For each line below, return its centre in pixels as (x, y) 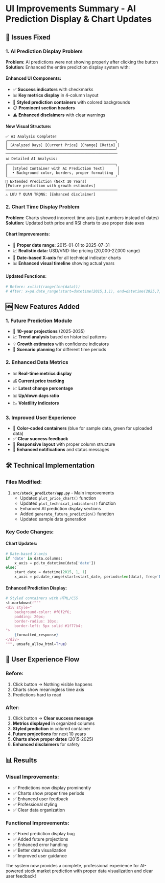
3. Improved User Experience (41, 418)
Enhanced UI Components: (34, 78)
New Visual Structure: (29, 126)
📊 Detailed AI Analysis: (32, 159)
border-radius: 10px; (36, 621)
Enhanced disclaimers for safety (46, 744)
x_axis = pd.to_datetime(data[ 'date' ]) (55, 563)
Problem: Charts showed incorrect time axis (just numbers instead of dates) (82, 218)
